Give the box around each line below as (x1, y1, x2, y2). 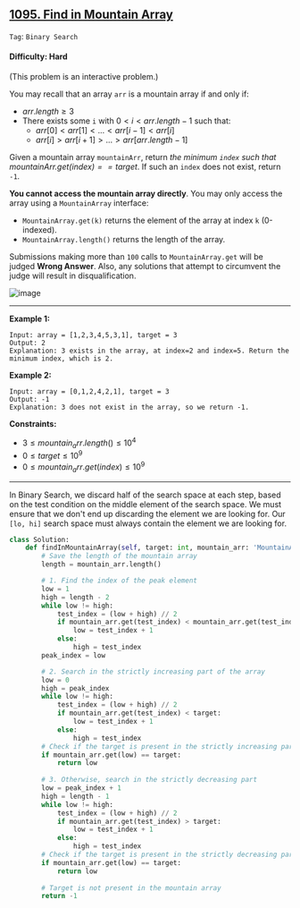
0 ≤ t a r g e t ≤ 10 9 (21, 449, 83, 462)
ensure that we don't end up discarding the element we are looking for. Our (9, 508, 286, 519)
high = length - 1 (41, 792, 110, 801)
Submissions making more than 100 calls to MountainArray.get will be (9, 251, 263, 262)
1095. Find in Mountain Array (9, 7, 174, 22)
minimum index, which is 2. (9, 354, 114, 363)
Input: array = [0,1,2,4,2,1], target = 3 (9, 387, 170, 396)
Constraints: (9, 419, 57, 429)
